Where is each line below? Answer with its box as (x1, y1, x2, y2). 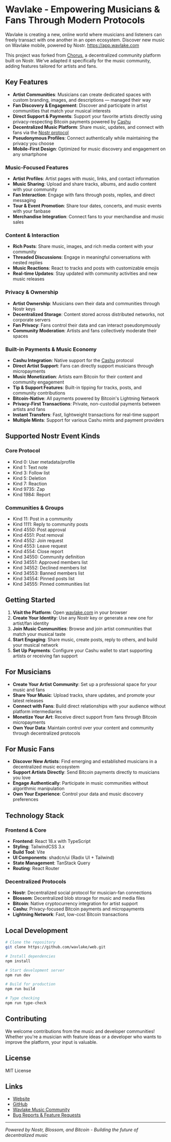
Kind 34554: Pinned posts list (12, 575, 75, 581)
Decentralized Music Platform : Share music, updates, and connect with (12, 124, 164, 130)
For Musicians (5, 668, 51, 676)
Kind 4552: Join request (12, 537, 64, 543)
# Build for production (5, 981, 56, 987)
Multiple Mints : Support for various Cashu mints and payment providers (12, 417, 164, 423)
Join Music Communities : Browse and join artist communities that (12, 625, 152, 632)
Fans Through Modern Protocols (5, 14, 145, 26)
